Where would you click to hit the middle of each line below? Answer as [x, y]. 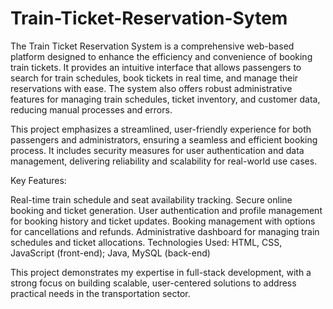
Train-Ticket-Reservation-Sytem [149, 18]
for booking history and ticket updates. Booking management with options [163, 221]
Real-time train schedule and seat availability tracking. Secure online [151, 199]
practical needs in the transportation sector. [100, 293]
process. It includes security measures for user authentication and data [157, 150]
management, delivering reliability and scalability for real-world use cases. [164, 161]
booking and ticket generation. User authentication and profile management [166, 210]
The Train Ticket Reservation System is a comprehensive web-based [152, 46]
